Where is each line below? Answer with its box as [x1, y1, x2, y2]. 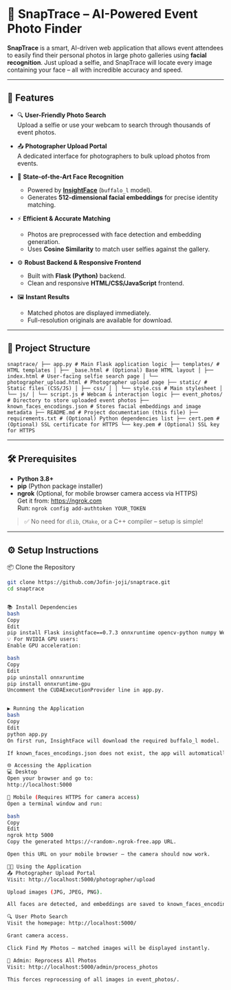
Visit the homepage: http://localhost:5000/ [7, 920, 137, 927]
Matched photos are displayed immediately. [27, 308, 151, 316]
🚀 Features [7, 92, 54, 104]
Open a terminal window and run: [7, 800, 103, 807]
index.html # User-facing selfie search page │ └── [7, 372, 158, 380]
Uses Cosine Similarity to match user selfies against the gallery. [27, 245, 210, 253]
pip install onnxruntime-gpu [7, 680, 91, 687]
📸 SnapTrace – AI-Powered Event [7, 6, 198, 22]
